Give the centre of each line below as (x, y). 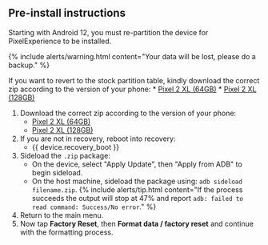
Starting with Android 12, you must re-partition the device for (108, 32)
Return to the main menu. (62, 215)
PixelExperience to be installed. (60, 41)
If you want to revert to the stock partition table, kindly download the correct (134, 80)
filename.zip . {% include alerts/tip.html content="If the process (137, 189)
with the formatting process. (66, 232)
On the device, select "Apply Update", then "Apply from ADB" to (137, 164)
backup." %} (29, 65)
